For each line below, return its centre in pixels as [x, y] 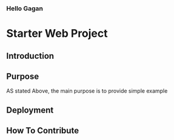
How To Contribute [43, 131]
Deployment [30, 110]
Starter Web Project [57, 34]
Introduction [30, 56]
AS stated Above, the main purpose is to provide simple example [87, 91]
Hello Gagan [25, 8]
